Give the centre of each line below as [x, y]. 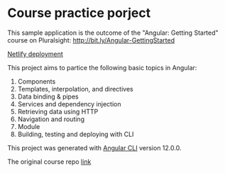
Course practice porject [79, 13]
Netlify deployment [35, 54]
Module [29, 126]
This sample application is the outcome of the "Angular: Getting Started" [113, 33]
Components [37, 81]
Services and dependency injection [69, 104]
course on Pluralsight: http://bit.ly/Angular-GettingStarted [91, 40]
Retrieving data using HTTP [58, 111]
